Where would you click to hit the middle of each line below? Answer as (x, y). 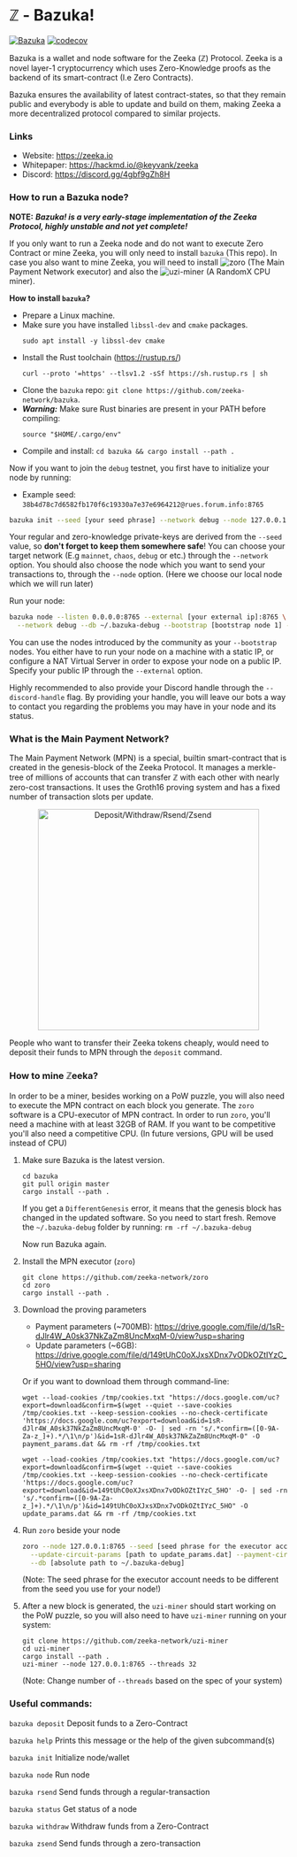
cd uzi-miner (46, 1649)
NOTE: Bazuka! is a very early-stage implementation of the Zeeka (133, 217)
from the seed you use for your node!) (91, 1589)
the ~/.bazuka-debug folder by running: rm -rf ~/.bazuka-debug (137, 1227)
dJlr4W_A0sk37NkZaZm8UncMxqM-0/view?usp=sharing (140, 1336)
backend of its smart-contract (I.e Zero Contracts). (102, 77)
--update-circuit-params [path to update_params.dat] (131, 1554)
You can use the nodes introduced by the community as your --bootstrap (143, 643)
